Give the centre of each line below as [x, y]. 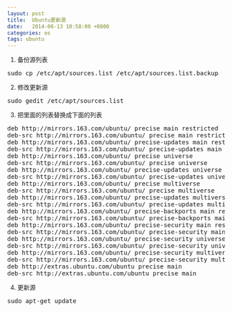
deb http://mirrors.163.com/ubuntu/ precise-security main [109, 225]
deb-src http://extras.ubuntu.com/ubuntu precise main [102, 274]
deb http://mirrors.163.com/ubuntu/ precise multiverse [104, 184]
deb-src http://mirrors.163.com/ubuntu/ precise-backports [109, 218]
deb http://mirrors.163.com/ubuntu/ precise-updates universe [115, 170]
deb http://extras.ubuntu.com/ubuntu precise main [95, 267]
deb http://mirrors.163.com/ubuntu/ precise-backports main [111, 212]
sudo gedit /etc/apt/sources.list [66, 101]
